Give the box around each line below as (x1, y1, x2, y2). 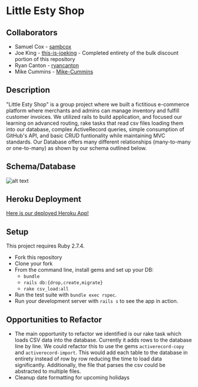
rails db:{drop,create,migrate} (23, 280, 103, 286)
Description (6, 85, 50, 95)
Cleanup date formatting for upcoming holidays (14, 374, 130, 381)
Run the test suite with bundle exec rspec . (14, 291, 117, 298)
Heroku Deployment (6, 194, 81, 204)
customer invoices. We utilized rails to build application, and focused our (6, 113, 183, 120)
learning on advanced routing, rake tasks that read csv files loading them (6, 119, 184, 126)
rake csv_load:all (23, 286, 69, 292)
